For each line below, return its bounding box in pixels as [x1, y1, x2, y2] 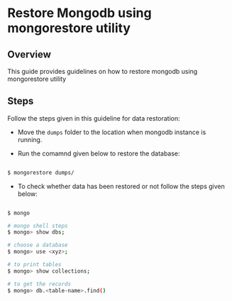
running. [17, 135, 43, 143]
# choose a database [7, 241, 69, 249]
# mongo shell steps [7, 222, 69, 229]
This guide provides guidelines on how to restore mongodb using [7, 67, 198, 75]
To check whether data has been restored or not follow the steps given [17, 182, 225, 190]
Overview [7, 48, 52, 60]
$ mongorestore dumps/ [7, 169, 74, 176]
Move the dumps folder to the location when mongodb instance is [17, 128, 206, 136]
